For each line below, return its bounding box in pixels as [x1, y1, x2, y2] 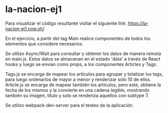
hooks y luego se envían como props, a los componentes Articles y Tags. [5, 61, 157, 67]
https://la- [128, 20, 149, 26]
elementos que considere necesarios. [5, 40, 84, 46]
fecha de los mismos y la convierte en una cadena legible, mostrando [5, 87, 150, 93]
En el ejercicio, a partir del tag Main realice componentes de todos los [5, 35, 150, 41]
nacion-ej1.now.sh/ [5, 25, 44, 31]
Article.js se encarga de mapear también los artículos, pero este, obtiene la [5, 82, 161, 88]
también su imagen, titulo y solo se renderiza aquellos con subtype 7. [5, 92, 149, 98]
